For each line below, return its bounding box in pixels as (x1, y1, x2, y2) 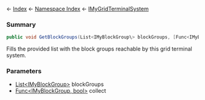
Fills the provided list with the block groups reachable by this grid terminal (6, 45, 192, 52)
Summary (6, 20, 37, 29)
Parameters (6, 67, 41, 76)
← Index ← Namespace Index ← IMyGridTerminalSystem (6, 5, 149, 12)
